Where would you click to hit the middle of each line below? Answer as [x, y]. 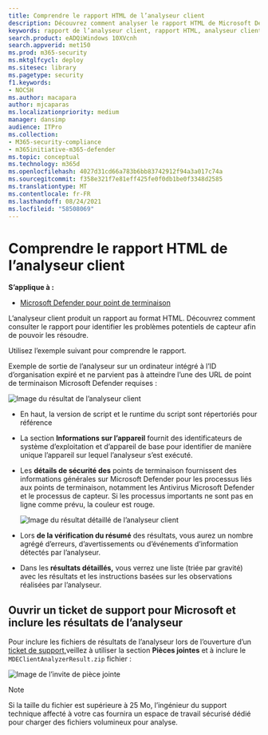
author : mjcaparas [39, 105]
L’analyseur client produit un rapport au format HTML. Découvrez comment [132, 318]
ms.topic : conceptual [44, 157]
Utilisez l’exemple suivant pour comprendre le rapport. [97, 351]
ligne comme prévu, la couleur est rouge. [87, 505]
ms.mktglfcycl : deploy [46, 61]
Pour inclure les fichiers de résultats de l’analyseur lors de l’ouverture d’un [130, 642]
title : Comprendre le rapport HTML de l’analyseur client [106, 16]
